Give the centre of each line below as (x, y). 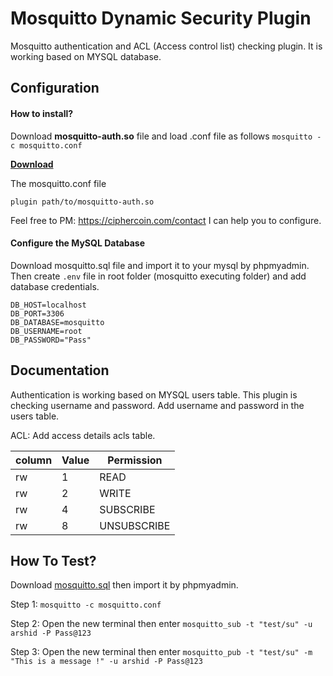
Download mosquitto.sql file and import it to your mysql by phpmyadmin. (160, 265)
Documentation (60, 370)
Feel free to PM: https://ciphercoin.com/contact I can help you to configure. (166, 220)
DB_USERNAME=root (46, 331)
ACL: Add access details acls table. (83, 435)
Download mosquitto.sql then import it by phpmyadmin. (124, 585)
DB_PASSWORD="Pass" (51, 340)
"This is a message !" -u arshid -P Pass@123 (106, 662)
